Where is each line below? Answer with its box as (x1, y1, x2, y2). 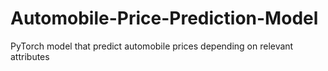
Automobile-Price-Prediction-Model (10, 7, 319, 30)
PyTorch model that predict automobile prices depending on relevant (10, 40, 294, 52)
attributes (10, 50, 50, 62)
